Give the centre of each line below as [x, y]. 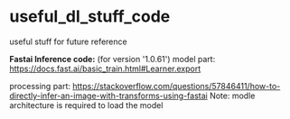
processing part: [40, 86]
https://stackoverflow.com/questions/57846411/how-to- [176, 86]
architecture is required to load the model [86, 105]
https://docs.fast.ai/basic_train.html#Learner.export [105, 69]
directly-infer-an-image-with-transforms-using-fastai [108, 96]
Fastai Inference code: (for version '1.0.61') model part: [112, 59]
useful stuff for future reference [69, 41]
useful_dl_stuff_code [90, 17]
